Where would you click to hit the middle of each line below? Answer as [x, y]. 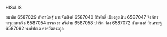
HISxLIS [13, 7]
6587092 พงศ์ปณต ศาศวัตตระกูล [35, 28]
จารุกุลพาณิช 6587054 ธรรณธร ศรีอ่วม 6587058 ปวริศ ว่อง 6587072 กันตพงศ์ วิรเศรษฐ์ [84, 23]
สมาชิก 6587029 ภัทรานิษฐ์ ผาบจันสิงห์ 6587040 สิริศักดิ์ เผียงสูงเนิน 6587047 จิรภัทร [82, 17]
